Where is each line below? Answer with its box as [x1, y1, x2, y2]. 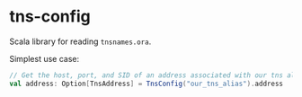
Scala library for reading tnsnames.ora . [9, 36, 152, 47]
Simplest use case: [9, 53, 80, 64]
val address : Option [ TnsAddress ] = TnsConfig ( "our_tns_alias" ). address [9, 79, 283, 88]
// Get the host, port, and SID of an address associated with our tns [9, 70, 283, 80]
